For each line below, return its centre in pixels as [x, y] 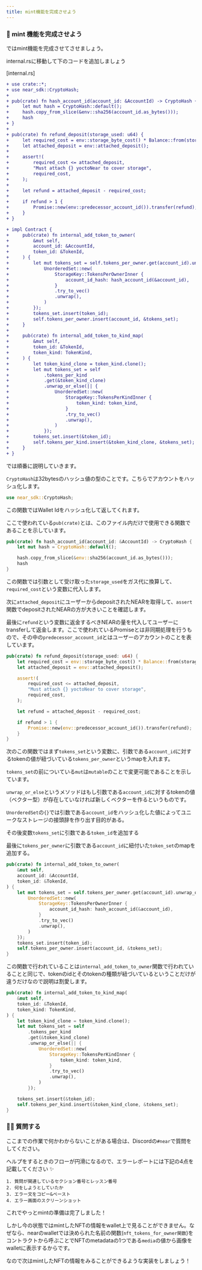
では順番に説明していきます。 [43, 466]
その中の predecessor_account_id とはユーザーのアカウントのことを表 [107, 637]
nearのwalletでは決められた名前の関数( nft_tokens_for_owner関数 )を [110, 1233]
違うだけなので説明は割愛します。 [48, 981]
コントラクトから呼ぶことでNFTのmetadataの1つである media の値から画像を [99, 1240]
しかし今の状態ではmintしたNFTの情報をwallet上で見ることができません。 [98, 1225]
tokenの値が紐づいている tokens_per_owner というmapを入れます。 [92, 759]
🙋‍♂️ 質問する [23, 1127]
